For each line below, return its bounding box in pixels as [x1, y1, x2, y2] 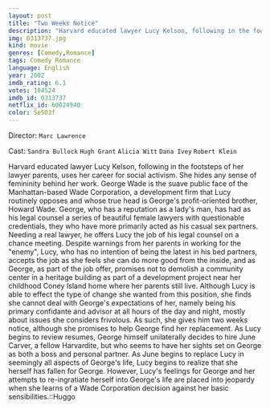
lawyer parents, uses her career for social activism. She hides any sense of [8, 170, 257, 180]
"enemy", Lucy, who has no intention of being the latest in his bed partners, [8, 247, 258, 257]
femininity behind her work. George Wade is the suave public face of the [8, 179, 248, 188]
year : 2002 [8, 71, 45, 79]
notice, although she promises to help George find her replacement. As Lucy [8, 324, 261, 333]
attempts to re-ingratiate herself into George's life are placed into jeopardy [8, 375, 255, 384]
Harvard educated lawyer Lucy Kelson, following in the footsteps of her [8, 162, 244, 171]
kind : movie [8, 42, 48, 50]
